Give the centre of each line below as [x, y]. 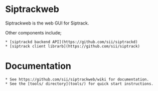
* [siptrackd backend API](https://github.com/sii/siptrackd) [71, 42]
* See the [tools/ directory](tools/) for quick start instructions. [80, 83]
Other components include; [33, 32]
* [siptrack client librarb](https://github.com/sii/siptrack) [73, 46]
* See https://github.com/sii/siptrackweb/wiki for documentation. [77, 79]
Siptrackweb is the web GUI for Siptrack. [47, 23]
